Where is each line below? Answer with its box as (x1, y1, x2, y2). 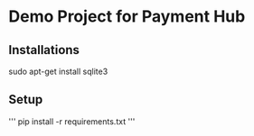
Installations (8, 42, 80, 58)
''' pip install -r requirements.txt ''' (8, 115, 136, 127)
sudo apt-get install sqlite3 (8, 66, 108, 77)
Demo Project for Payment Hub (8, 6, 246, 27)
